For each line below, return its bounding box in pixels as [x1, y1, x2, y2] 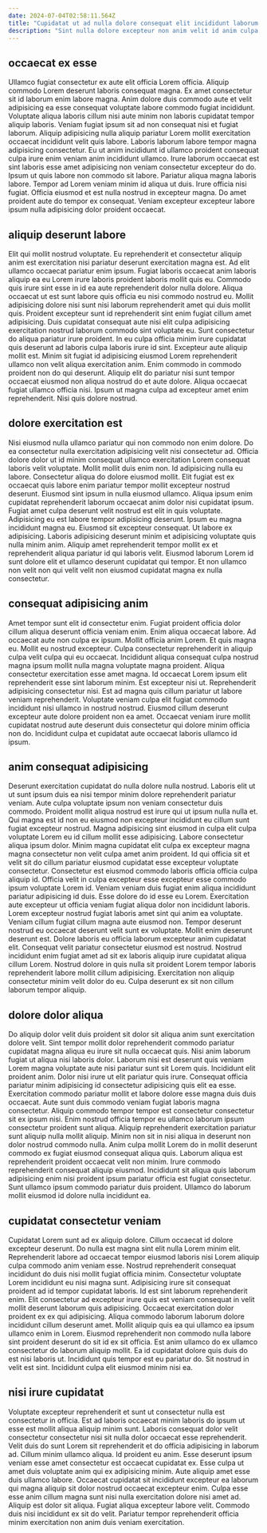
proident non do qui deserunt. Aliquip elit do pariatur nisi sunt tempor [8, 368, 235, 377]
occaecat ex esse [8, 56, 97, 70]
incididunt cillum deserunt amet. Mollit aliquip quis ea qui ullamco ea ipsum [8, 1320, 255, 1330]
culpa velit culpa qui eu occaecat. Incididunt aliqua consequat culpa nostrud [8, 652, 259, 662]
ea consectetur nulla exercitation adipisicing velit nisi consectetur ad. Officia [8, 446, 259, 456]
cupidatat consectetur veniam [8, 1214, 162, 1228]
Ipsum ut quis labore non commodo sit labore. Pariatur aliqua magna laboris [8, 171, 257, 181]
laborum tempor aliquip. [8, 985, 87, 995]
